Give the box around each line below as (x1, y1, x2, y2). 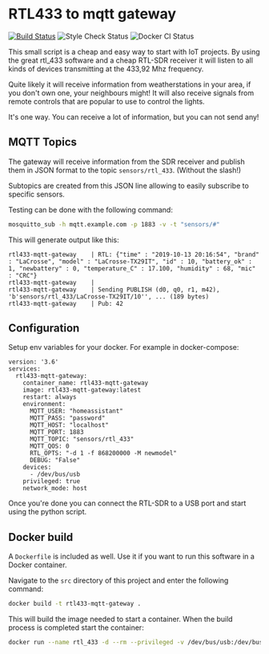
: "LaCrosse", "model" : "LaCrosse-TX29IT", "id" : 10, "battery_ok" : (8, 258, 252, 266)
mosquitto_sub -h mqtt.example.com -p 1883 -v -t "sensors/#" (8, 220, 220, 229)
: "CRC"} (8, 271, 38, 279)
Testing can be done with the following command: (8, 205, 174, 214)
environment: (22, 400, 66, 408)
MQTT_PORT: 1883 (29, 429, 84, 437)
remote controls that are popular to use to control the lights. (8, 96, 206, 106)
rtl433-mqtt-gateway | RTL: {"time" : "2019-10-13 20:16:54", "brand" (8, 250, 260, 258)
